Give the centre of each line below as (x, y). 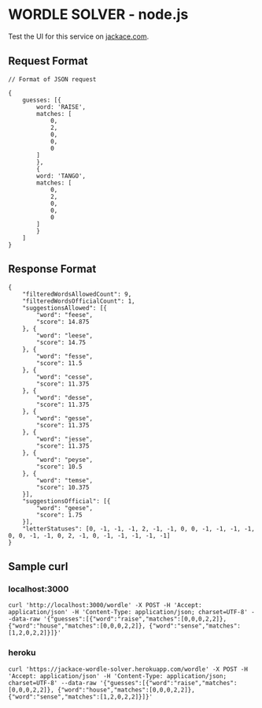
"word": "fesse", (65, 356)
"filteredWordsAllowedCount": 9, (77, 294)
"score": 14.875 (63, 322)
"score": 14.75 (61, 342)
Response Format (52, 269)
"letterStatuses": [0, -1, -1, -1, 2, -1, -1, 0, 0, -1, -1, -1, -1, (139, 529)
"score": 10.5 (59, 467)
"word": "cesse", (65, 377)
